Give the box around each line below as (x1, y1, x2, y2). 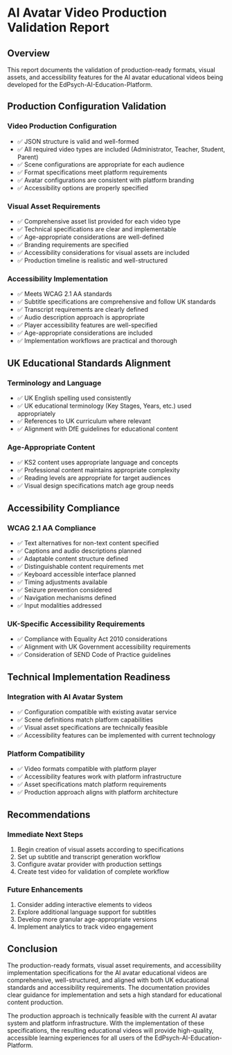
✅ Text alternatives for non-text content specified (17, 538, 159, 547)
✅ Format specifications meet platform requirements (17, 168, 168, 176)
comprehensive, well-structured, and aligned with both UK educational (7, 976, 209, 984)
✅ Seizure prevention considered (17, 585, 112, 594)
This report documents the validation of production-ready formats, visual (7, 66, 216, 74)
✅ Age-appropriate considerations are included (17, 329, 153, 338)
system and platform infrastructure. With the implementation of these (7, 1019, 205, 1027)
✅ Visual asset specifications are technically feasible (17, 723, 168, 731)
